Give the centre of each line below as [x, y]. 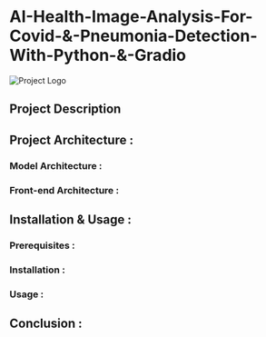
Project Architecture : [72, 139]
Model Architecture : [56, 165]
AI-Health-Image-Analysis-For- [131, 17]
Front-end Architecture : [64, 190]
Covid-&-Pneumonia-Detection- [133, 36]
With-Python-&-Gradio [98, 55]
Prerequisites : [42, 245]
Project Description [65, 109]
